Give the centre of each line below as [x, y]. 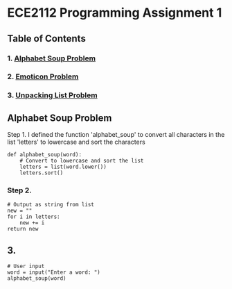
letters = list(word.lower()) [63, 167]
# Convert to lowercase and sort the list [82, 161]
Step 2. [20, 190]
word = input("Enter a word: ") [54, 272]
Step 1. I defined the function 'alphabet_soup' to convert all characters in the [116, 135]
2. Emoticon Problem [43, 76]
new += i [32, 223]
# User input [26, 266]
